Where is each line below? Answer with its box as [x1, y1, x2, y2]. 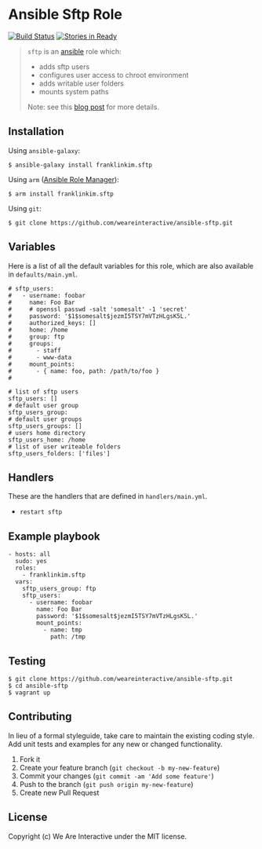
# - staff [8, 346, 61, 354]
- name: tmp [42, 626, 82, 634]
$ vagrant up [8, 689, 51, 697]
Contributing [8, 710, 72, 723]
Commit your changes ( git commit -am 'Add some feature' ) [19, 771, 214, 781]
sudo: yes [15, 558, 47, 565]
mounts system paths [38, 86, 109, 96]
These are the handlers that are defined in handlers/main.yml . [8, 492, 208, 501]
